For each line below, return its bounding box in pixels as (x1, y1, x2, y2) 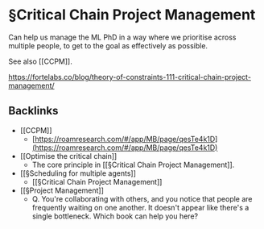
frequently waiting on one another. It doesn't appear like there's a (31, 202, 250, 212)
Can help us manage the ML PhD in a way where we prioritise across (8, 32, 237, 42)
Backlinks (8, 104, 59, 118)
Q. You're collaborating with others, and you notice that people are (31, 194, 253, 203)
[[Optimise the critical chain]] (19, 151, 118, 160)
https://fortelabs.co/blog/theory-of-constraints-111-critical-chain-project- (8, 72, 252, 81)
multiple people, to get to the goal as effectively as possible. (8, 40, 208, 50)
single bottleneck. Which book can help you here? (31, 211, 199, 221)
